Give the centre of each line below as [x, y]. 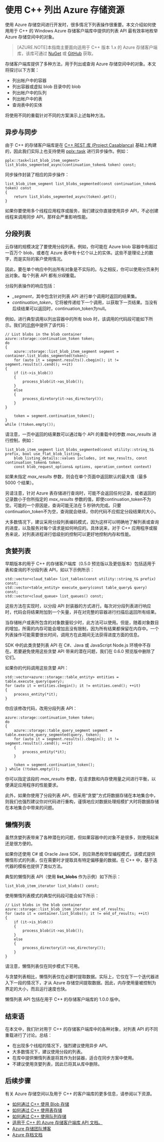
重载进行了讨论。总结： [29, 1035]
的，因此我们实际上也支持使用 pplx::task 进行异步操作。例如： [67, 151]
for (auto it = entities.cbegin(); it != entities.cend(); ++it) [73, 686]
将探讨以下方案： [22, 70]
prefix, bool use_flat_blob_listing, [43, 454]
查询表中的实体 [27, 105]
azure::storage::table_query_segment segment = [63, 731]
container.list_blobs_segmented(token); [47, 356]
